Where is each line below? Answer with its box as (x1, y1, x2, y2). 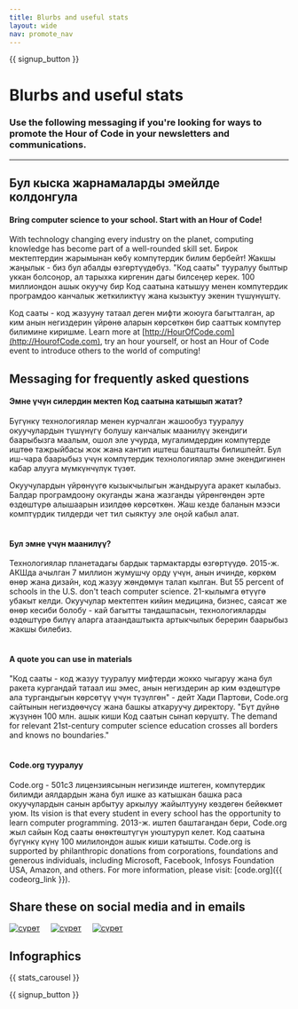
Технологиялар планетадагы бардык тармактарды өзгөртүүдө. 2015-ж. (9, 558, 279, 569)
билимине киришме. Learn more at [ (9, 327, 145, 337)
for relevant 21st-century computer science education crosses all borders (9, 721, 278, 731)
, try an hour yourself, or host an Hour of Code (100, 336, 270, 347)
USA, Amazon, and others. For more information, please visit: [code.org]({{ (9, 864, 283, 875)
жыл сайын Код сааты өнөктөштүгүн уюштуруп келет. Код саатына (9, 826, 265, 837)
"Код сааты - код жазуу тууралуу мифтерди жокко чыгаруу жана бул (9, 674, 273, 684)
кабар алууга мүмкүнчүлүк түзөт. (9, 463, 137, 474)
